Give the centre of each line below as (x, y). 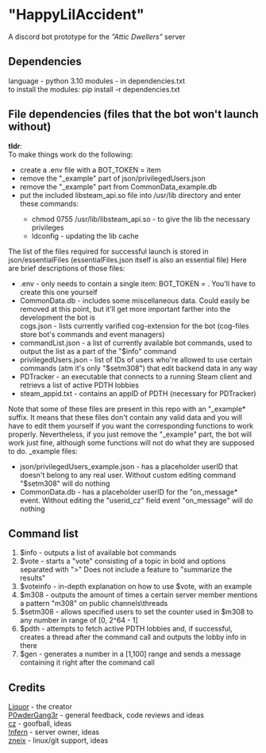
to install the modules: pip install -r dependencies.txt (94, 89)
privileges (48, 227)
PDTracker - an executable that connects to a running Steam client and (136, 376)
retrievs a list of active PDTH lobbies (79, 385)
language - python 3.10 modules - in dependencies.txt (96, 80)
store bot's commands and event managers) (92, 334)
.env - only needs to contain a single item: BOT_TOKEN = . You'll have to (137, 283)
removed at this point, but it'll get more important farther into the (125, 309)
